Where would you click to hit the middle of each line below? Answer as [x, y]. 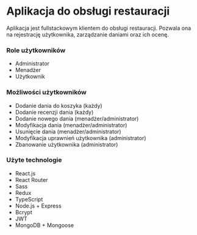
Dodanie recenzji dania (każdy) [54, 112]
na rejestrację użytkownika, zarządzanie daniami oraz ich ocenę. [88, 34]
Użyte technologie [34, 160]
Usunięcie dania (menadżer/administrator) [68, 132]
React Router [31, 180]
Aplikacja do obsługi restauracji [88, 11]
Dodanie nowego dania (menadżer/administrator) [77, 118]
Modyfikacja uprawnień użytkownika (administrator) [81, 138]
